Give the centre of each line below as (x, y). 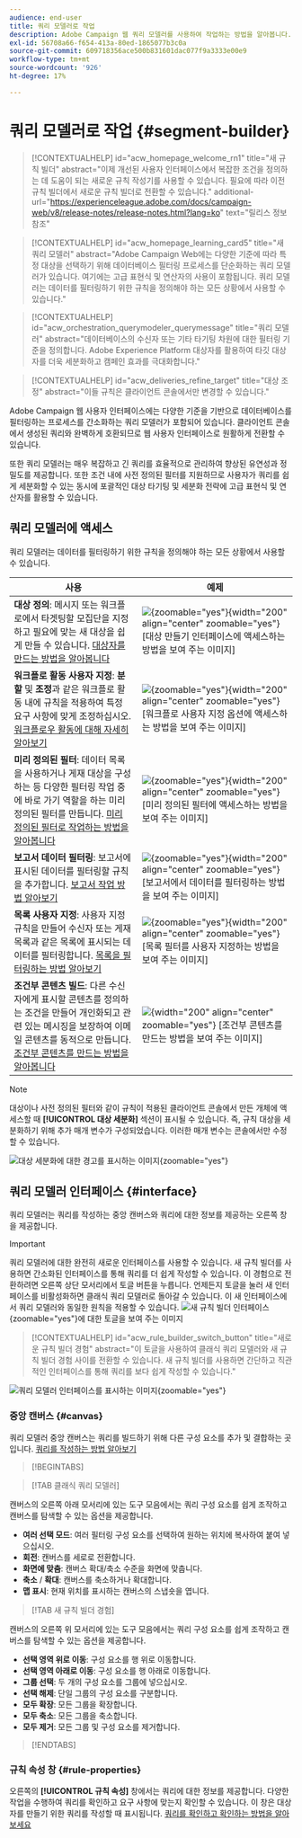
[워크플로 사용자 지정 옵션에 (197, 714)
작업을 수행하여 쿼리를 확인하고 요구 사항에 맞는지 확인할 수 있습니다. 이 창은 (142, 1802)
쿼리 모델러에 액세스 (61, 528)
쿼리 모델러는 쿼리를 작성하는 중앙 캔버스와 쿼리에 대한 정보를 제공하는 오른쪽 (144, 1215)
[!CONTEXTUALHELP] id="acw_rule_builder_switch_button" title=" (154, 1338)
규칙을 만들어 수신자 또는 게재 (73, 928)
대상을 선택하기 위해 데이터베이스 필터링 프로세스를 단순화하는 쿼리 (157, 265)
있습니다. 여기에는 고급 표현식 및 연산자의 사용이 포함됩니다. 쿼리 (161, 276)
